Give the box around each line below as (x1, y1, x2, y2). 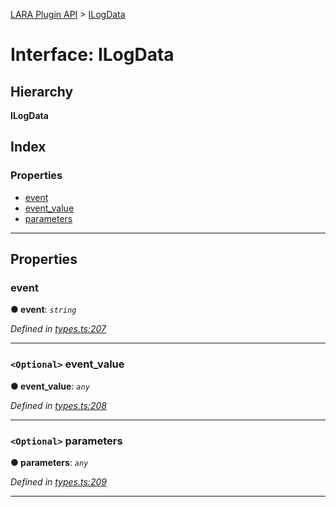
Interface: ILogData (10, 44, 175, 66)
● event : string (10, 304, 77, 316)
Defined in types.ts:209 (10, 475, 107, 488)
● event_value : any (10, 380, 90, 392)
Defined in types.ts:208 (10, 399, 107, 411)
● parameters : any (10, 456, 89, 468)
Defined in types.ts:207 (10, 323, 107, 335)
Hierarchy (10, 83, 74, 100)
